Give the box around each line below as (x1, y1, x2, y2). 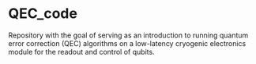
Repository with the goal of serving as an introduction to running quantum (8, 30, 249, 40)
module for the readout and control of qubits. (8, 47, 156, 56)
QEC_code (8, 5, 77, 23)
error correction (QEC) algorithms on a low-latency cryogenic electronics (8, 38, 247, 48)
